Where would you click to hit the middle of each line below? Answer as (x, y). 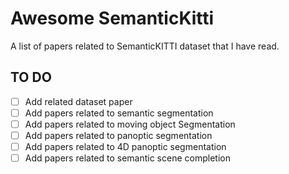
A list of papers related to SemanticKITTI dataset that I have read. (145, 46)
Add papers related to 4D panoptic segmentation (125, 146)
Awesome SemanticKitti (112, 18)
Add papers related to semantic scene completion (127, 158)
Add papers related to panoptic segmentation (118, 135)
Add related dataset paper (78, 101)
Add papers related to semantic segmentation (119, 113)
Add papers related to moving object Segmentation (130, 124)
